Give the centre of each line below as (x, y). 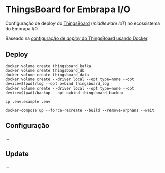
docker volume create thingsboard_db (45, 70)
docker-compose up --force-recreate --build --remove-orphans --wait (80, 110)
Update (17, 154)
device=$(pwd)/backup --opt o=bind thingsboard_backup (64, 93)
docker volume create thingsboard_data (47, 75)
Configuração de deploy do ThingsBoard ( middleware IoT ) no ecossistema (83, 23)
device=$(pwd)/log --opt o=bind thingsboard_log (57, 84)
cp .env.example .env (28, 101)
